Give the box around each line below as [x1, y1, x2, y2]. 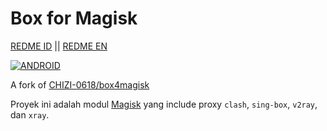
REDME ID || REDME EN [10, 40, 108, 52]
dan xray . [10, 108, 50, 121]
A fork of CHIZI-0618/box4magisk [10, 78, 150, 91]
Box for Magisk [10, 7, 138, 30]
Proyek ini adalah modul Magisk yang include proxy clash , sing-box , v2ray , [10, 98, 318, 110]
